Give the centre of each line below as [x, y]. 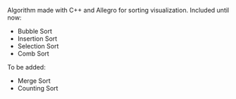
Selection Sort [38, 46]
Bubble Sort [35, 31]
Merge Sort [34, 81]
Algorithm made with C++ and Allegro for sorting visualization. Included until [118, 10]
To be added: [26, 67]
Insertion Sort [37, 39]
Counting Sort [38, 88]
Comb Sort [33, 53]
